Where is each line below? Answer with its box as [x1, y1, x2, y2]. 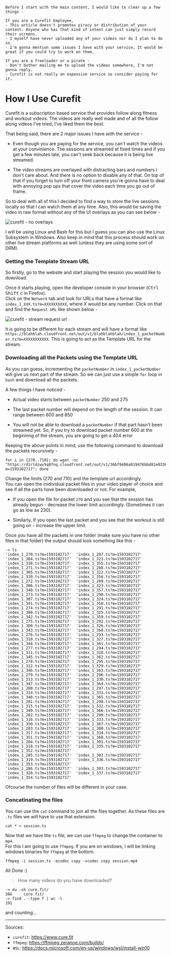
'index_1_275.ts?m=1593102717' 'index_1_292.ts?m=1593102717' [5, 618, 142, 624]
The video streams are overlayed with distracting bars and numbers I [12, 166, 158, 173]
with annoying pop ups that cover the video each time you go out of [12, 183, 155, 189]
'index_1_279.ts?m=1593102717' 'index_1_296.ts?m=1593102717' [5, 672, 142, 678]
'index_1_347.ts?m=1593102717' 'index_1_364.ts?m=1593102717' [5, 681, 142, 686]
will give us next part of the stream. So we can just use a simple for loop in [5, 371, 162, 377]
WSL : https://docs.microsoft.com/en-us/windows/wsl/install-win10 [12, 945, 150, 951]
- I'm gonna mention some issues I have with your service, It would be [5, 45, 163, 50]
